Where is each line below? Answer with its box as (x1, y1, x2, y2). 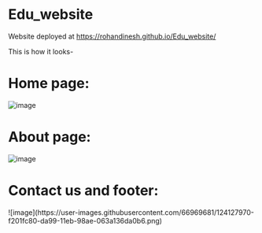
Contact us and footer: (8, 182, 159, 199)
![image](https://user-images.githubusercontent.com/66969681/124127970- (8, 207, 254, 217)
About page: (8, 128, 91, 146)
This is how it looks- (8, 46, 74, 56)
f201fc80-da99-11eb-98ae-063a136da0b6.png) (8, 216, 163, 225)
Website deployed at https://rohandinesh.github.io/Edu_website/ (8, 31, 216, 41)
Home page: (8, 75, 90, 92)
